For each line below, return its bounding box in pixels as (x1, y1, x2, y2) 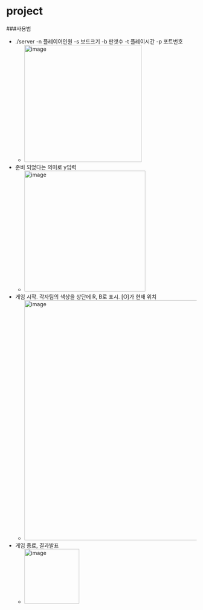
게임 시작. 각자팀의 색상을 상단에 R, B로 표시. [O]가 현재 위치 (14, 293, 157, 300)
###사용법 (6, 25, 31, 32)
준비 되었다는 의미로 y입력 (14, 163, 77, 170)
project (6, 4, 43, 18)
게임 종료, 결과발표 (14, 542, 59, 549)
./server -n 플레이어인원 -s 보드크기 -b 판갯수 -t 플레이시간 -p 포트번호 (14, 37, 183, 45)
